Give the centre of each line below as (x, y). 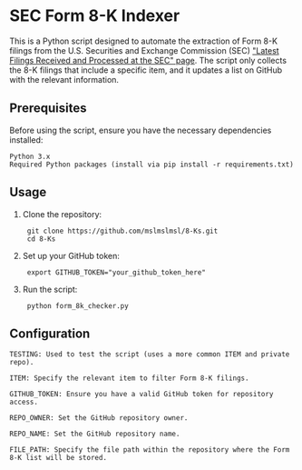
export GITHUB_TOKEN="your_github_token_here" (116, 272)
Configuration (50, 333)
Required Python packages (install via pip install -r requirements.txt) (152, 165)
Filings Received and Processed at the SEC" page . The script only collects (148, 60)
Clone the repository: (62, 214)
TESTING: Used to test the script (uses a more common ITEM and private (150, 355)
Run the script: (50, 289)
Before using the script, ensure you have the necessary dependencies (141, 130)
